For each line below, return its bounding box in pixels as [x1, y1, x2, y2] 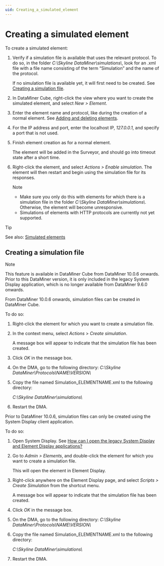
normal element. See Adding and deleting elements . [12, 115, 118, 121]
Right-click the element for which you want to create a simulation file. [12, 321, 154, 327]
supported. [19, 215, 43, 221]
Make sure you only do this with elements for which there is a [19, 194, 145, 200]
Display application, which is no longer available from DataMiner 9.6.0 [5, 282, 148, 287]
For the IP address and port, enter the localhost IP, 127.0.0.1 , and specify [12, 124, 160, 130]
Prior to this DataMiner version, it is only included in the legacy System [5, 276, 150, 283]
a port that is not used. [12, 130, 59, 136]
